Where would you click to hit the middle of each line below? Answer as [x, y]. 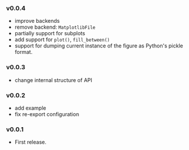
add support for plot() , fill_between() [62, 40]
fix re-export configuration [47, 114]
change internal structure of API [53, 80]
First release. [30, 142]
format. [24, 52]
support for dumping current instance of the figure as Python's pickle [99, 46]
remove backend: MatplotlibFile [55, 27]
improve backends [37, 21]
